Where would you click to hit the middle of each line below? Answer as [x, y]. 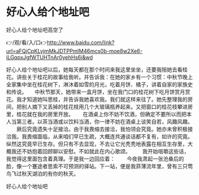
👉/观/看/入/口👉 [27, 42]
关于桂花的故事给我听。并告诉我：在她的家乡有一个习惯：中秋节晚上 [110, 77]
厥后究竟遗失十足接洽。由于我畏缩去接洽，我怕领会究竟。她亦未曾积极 [102, 129]
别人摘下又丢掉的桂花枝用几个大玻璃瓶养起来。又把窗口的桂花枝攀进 [105, 106]
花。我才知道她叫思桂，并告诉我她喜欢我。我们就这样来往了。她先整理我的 [97, 99]
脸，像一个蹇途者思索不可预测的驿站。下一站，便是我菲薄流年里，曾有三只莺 [99, 166]
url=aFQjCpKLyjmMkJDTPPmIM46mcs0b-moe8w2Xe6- [75, 51]
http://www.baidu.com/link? [81, 42]
